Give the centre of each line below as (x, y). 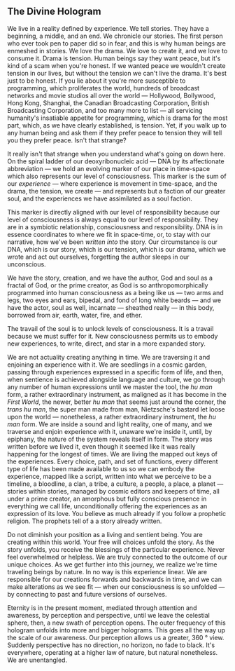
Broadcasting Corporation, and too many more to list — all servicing (105, 110)
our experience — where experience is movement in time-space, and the (112, 183)
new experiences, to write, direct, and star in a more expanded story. (107, 344)
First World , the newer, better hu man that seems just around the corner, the (117, 402)
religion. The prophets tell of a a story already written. (85, 521)
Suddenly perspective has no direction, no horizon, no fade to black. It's (111, 645)
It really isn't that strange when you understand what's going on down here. (116, 154)
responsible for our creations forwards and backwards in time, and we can (115, 579)
